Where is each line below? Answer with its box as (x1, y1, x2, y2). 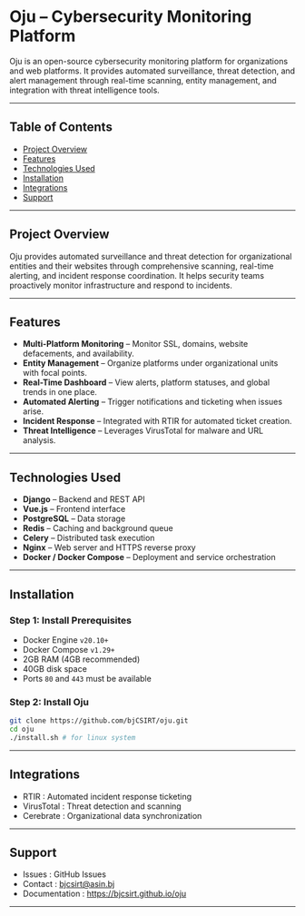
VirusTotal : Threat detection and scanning (22, 801, 182, 812)
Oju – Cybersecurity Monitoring (9, 6, 252, 27)
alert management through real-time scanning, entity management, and (9, 74, 277, 85)
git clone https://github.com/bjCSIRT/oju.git (9, 716, 189, 725)
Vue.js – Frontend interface (22, 504, 126, 515)
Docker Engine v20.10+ (22, 634, 109, 645)
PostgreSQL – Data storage (22, 513, 126, 524)
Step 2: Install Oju (9, 695, 89, 708)
